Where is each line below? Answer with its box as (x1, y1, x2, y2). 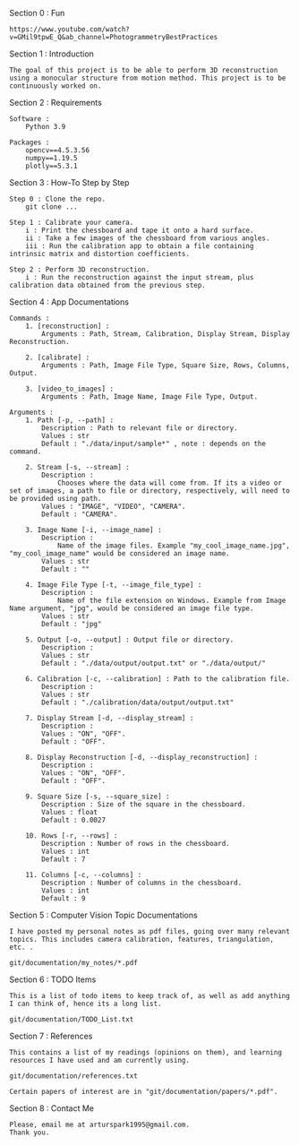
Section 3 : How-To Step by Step (9, 177, 130, 187)
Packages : (9, 138, 50, 147)
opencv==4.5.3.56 (25, 146, 90, 155)
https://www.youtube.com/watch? (9, 25, 130, 34)
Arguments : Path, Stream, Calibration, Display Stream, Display (41, 330, 291, 339)
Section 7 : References (9, 1030, 93, 1041)
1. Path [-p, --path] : (25, 416, 115, 425)
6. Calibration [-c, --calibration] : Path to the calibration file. (25, 675, 291, 684)
